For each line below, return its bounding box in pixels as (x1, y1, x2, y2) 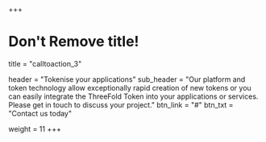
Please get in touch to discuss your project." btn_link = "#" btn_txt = (8, 99, 234, 109)
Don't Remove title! (8, 33, 139, 51)
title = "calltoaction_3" (8, 59, 82, 68)
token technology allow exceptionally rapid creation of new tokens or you (8, 83, 251, 92)
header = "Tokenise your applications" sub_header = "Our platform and (8, 74, 246, 84)
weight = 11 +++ (8, 124, 62, 133)
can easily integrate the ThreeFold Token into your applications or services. (8, 91, 259, 101)
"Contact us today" (8, 108, 73, 118)
